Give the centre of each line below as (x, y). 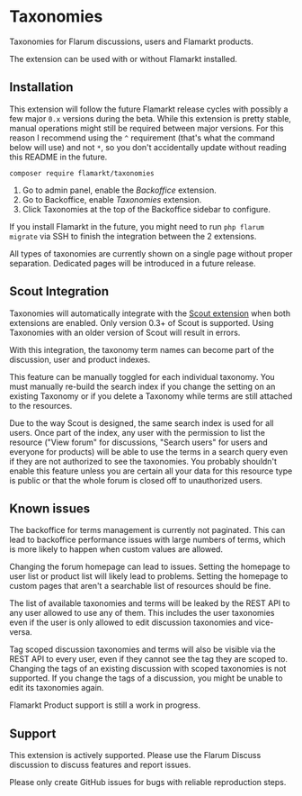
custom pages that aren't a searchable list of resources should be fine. (140, 586)
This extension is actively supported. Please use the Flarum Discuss (135, 755)
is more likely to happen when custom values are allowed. (116, 549)
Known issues (50, 508)
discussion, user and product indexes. (80, 359)
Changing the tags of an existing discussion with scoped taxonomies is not (148, 669)
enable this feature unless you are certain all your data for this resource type (151, 471)
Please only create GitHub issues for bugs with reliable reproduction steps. (148, 782)
